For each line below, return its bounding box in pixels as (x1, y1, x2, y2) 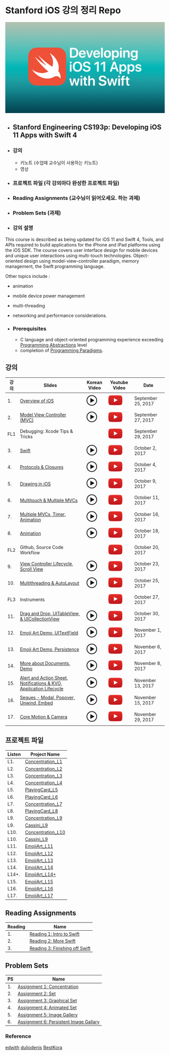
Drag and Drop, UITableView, (20, 611, 80, 617)
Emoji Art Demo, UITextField (20, 629, 78, 636)
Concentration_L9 (25, 815, 63, 821)
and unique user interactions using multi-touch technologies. (5, 252, 133, 259)
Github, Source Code (20, 544, 64, 550)
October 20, (134, 544, 160, 550)
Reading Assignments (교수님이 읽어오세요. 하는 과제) (12, 195, 141, 202)
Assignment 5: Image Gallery (17, 1011, 78, 1017)
